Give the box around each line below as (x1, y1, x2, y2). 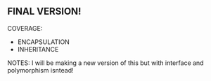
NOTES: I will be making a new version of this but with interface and (7, 59, 204, 67)
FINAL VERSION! (7, 6, 82, 17)
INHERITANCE (17, 45, 59, 53)
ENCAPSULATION (17, 38, 70, 46)
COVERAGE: (7, 24, 43, 32)
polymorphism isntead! (7, 66, 74, 74)
